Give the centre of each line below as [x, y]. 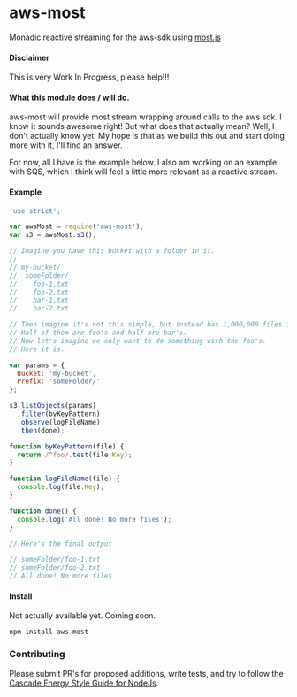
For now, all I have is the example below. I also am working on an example [143, 163]
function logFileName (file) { [65, 479]
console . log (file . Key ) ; [61, 487]
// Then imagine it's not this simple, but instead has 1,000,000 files [146, 325]
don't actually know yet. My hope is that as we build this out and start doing [147, 136]
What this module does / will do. [69, 97]
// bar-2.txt [39, 309]
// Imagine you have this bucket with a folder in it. [112, 251]
